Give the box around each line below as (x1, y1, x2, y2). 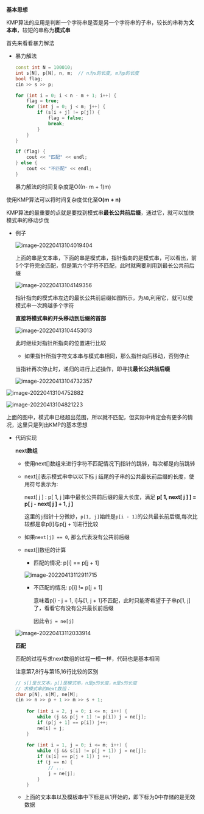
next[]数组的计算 (24, 546, 66, 553)
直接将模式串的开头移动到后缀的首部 (15, 315, 107, 322)
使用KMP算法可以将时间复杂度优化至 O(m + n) (6, 196, 121, 203)
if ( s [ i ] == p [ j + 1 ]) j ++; (37, 754, 111, 760)
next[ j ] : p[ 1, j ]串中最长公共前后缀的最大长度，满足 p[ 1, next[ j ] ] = (24, 493, 197, 501)
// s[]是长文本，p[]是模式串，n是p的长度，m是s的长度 (15, 680, 137, 686)
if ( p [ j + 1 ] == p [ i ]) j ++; (37, 719, 108, 726)
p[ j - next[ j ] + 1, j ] (24, 500, 74, 507)
